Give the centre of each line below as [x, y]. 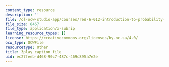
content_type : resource [30, 10]
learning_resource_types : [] [36, 33]
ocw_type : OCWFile [24, 43]
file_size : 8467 [22, 24]
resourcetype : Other [27, 47]
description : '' [22, 15]
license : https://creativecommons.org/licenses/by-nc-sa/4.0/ [72, 38]
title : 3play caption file [33, 52]
